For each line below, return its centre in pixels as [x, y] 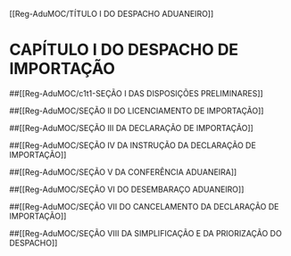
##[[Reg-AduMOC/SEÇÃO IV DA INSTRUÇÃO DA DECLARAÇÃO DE [133, 145]
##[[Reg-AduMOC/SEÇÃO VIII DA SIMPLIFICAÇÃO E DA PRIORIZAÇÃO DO [146, 233]
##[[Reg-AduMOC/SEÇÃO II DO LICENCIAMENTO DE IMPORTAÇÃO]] [137, 111]
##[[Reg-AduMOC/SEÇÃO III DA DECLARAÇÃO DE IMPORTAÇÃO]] [132, 128]
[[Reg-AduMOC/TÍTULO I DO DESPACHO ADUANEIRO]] [112, 14]
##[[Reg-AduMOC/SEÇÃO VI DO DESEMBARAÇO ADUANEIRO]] [127, 189]
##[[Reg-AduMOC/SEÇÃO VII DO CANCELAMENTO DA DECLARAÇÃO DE [144, 206]
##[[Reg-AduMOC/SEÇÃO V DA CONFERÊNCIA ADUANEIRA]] [123, 172]
